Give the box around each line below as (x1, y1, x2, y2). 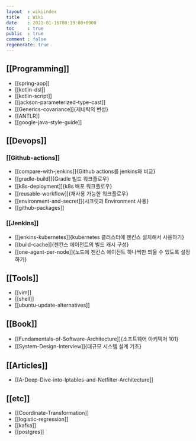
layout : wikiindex (6, 8, 57, 15)
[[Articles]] (6, 360, 49, 370)
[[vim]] (14, 289, 31, 296)
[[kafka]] (14, 421, 37, 429)
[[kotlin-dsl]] (14, 86, 46, 93)
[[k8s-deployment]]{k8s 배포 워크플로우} (14, 182, 113, 190)
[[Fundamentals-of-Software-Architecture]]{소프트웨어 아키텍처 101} (14, 335, 179, 342)
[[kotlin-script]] (14, 92, 52, 99)
